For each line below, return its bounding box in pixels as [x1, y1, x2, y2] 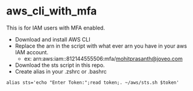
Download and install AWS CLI [14, 36, 90, 43]
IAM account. [14, 48, 49, 55]
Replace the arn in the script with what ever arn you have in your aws [14, 42, 187, 49]
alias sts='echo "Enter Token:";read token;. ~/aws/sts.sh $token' [6, 80, 180, 86]
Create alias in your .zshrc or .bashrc [14, 67, 107, 75]
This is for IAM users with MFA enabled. [6, 24, 106, 31]
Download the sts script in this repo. [14, 61, 105, 69]
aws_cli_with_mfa [6, 4, 97, 18]
